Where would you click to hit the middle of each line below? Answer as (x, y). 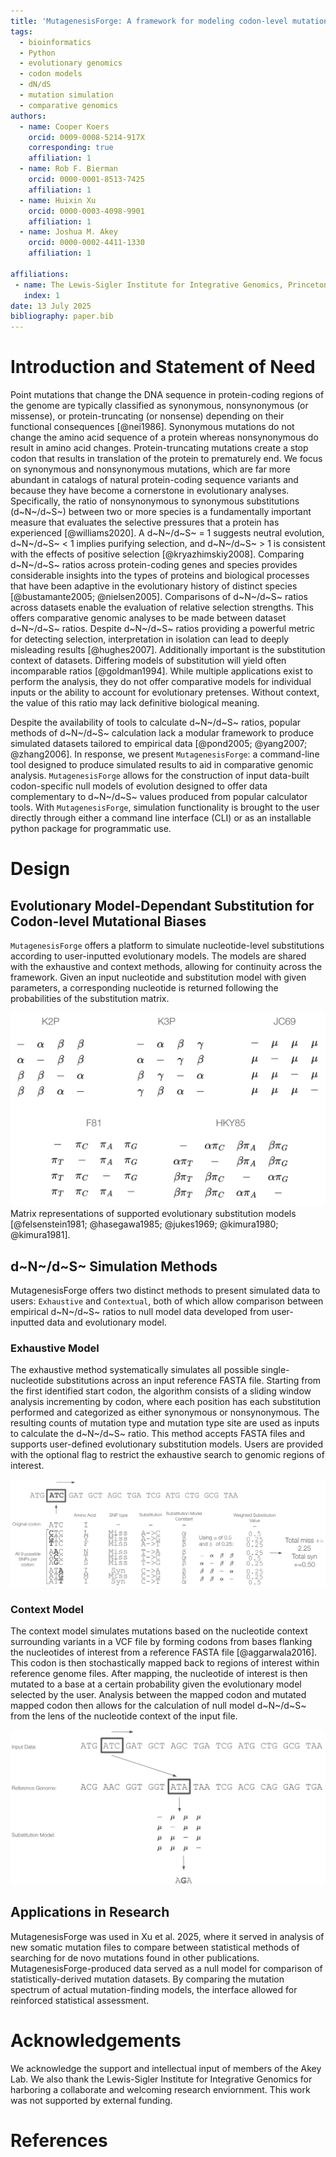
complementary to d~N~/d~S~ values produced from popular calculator (159, 797)
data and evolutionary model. (106, 1322)
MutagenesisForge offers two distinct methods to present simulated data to (165, 1290)
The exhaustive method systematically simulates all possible (134, 1370)
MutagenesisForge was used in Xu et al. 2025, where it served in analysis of (167, 1936)
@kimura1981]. (40, 1235)
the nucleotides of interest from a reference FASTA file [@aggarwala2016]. (164, 1652)
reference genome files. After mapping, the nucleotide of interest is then (159, 1674)
